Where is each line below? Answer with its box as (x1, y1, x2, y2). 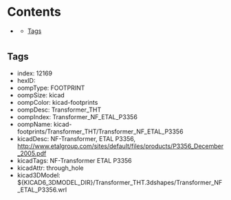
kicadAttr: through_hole (16, 164, 84, 172)
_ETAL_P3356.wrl (16, 186, 67, 194)
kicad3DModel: (16, 171, 60, 179)
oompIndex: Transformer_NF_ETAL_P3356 (16, 112, 137, 121)
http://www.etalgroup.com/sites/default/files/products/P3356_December (16, 142, 224, 150)
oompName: (16, 120, 53, 128)
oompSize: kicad (16, 90, 65, 99)
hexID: (16, 76, 36, 84)
